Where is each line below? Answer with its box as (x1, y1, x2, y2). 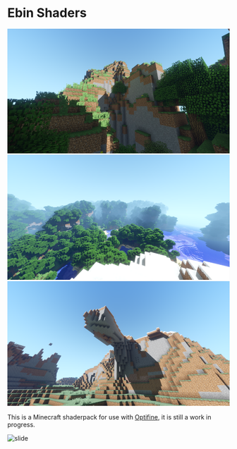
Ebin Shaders (7, 5, 87, 21)
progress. (7, 421, 35, 429)
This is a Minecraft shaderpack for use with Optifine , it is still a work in (7, 413, 212, 422)
